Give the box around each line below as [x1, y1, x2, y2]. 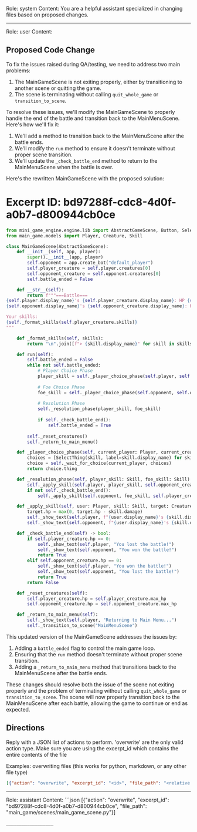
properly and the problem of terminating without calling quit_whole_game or [6, 687, 187, 694]
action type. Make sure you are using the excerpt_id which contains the [6, 744, 179, 752]
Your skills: [6, 314, 38, 320]
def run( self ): [16, 351, 54, 357]
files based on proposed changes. [6, 11, 89, 18]
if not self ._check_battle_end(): [27, 487, 111, 493]
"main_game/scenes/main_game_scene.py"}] [6, 808, 116, 816]
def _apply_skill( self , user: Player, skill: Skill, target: [16, 504, 169, 509]
